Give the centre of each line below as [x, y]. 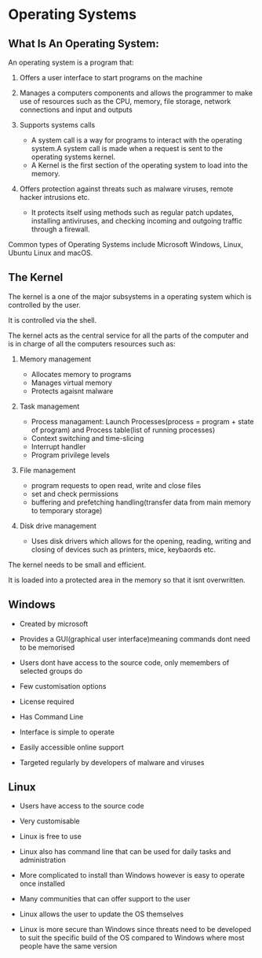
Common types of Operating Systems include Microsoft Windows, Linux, [126, 244]
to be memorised [47, 647]
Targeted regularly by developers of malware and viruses [112, 762]
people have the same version [68, 946]
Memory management [55, 359]
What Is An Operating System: [84, 44]
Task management [49, 406]
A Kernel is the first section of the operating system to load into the [140, 165]
